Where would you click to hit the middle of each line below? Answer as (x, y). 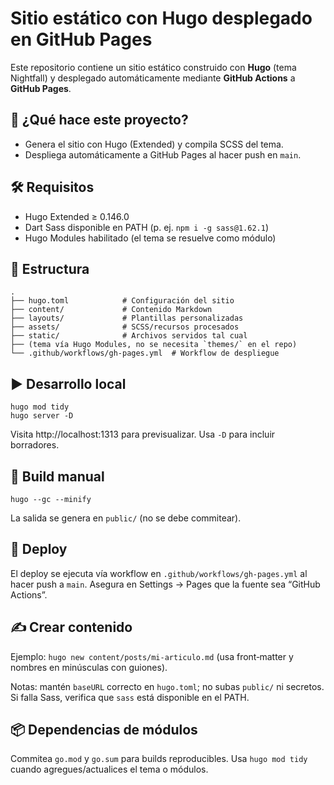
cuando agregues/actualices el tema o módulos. (109, 769)
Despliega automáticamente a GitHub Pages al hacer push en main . (163, 154)
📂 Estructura (50, 268)
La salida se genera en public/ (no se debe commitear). (126, 518)
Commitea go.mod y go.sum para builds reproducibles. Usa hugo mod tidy (159, 759)
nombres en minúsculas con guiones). (89, 667)
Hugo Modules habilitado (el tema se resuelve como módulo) (150, 238)
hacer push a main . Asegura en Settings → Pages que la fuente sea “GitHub (165, 584)
